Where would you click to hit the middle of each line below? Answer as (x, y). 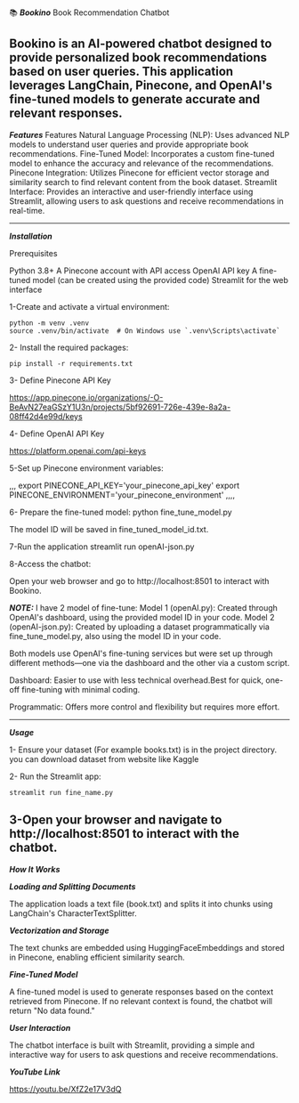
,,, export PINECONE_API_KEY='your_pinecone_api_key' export (125, 485)
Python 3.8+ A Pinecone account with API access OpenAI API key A (133, 271)
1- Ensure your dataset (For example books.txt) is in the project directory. (143, 750)
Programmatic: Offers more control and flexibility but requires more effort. (145, 707)
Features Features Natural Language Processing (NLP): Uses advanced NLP (149, 134)
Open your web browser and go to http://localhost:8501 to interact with (139, 580)
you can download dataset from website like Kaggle (104, 758)
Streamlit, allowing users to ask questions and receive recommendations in (146, 201)
